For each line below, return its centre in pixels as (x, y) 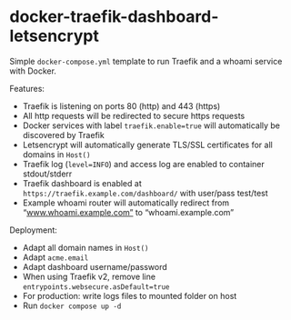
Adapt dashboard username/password (95, 266)
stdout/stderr (47, 174)
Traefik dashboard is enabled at (82, 183)
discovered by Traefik (63, 135)
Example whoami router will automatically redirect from (126, 203)
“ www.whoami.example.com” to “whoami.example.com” (128, 212)
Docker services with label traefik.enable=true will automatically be (151, 125)
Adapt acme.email (55, 257)
